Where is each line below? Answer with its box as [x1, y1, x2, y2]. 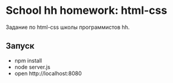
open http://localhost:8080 [14, 70, 83, 77]
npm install [14, 57, 42, 64]
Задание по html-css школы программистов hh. [5, 23, 130, 31]
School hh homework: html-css [5, 4, 168, 17]
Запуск [5, 41, 35, 51]
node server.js [14, 63, 51, 70]
